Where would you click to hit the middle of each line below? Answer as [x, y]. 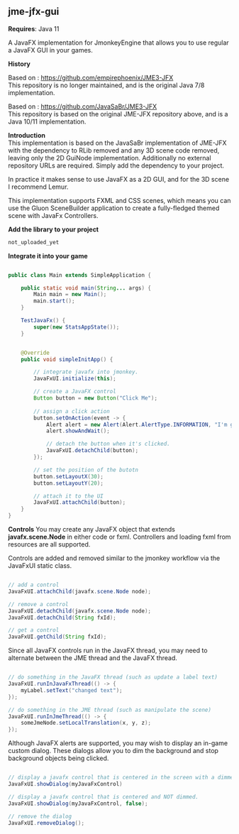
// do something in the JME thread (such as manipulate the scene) [110, 710]
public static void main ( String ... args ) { [86, 288]
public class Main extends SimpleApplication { [80, 275]
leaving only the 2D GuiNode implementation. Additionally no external [110, 158]
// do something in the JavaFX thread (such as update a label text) [113, 677]
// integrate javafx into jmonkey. [86, 372]
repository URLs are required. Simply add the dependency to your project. [116, 165]
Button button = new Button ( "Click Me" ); [96, 398]
